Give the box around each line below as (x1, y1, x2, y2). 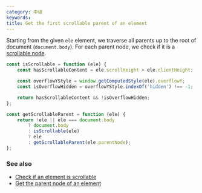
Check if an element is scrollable (15, 174, 97, 181)
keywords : (6, 15, 31, 21)
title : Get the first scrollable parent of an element (6, 20, 148, 26)
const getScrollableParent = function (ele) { (6, 111, 126, 117)
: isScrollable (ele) (28, 128, 80, 134)
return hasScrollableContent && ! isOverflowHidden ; (17, 95, 150, 101)
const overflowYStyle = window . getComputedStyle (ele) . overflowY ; (17, 78, 186, 84)
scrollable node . (6, 50, 47, 57)
